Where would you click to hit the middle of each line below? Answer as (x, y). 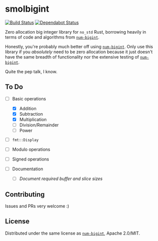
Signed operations (30, 159)
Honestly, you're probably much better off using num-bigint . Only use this (79, 46)
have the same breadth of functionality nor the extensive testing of (72, 57)
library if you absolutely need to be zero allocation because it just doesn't (79, 52)
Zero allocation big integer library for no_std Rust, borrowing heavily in (76, 32)
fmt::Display (25, 140)
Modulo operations (31, 149)
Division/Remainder (39, 125)
